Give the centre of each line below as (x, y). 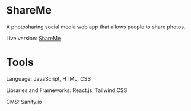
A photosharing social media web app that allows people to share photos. (96, 27)
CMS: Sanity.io (24, 102)
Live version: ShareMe (34, 38)
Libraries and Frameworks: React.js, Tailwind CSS (67, 90)
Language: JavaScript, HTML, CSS (48, 78)
